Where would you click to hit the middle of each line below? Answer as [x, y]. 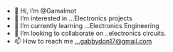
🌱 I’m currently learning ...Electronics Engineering [86, 26]
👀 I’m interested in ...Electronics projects [73, 18]
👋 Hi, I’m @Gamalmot [45, 11]
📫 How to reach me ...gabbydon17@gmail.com [83, 41]
